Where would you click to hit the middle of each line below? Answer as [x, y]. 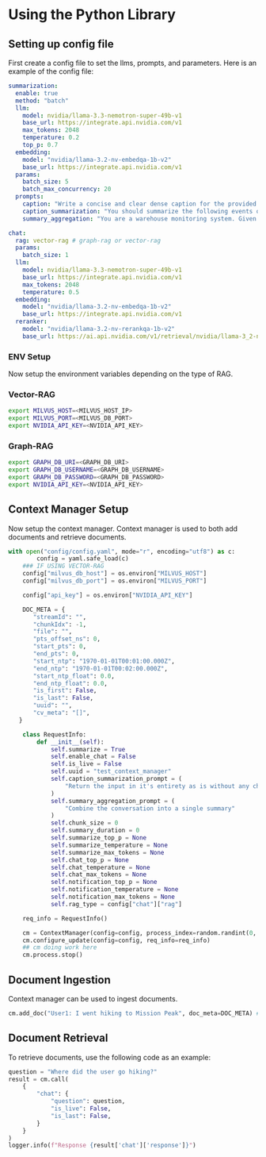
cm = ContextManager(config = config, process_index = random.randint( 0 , [140, 933]
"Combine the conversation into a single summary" [150, 808]
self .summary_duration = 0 [95, 831]
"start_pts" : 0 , [60, 647]
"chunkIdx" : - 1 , [60, 625]
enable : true [37, 93]
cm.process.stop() [53, 955]
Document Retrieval [58, 1038]
